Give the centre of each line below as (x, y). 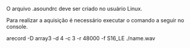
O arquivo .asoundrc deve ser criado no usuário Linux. (75, 9)
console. (17, 27)
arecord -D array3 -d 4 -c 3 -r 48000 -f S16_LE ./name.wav (81, 38)
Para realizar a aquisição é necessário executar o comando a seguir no (95, 20)
